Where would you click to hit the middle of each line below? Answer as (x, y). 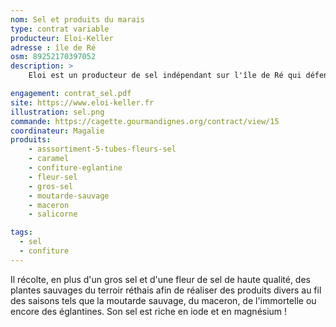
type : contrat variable (60, 29)
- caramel (49, 159)
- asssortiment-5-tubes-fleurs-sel (102, 149)
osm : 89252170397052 (53, 57)
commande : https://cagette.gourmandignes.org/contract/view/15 (145, 121)
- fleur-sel (53, 177)
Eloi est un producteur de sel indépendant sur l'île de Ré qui (165, 76)
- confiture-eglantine (75, 168)
